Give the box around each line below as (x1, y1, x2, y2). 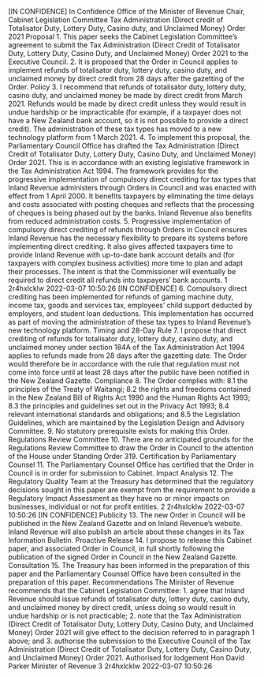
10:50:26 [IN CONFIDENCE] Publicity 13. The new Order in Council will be (8, 510, 246, 520)
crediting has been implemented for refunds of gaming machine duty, (8, 292, 234, 301)
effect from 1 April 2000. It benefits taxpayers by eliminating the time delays (8, 191, 255, 201)
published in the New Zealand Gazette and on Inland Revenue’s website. (8, 519, 243, 528)
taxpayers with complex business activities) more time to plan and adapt (8, 258, 244, 268)
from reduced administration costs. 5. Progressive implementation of (8, 216, 231, 226)
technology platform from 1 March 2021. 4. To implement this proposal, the (8, 133, 251, 141)
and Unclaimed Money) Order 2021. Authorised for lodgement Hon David (8, 653, 245, 662)
